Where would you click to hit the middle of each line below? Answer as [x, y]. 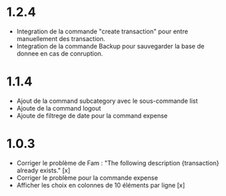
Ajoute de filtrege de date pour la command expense [92, 115]
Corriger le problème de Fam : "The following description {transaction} [118, 163]
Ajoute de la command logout [59, 108]
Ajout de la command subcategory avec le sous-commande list [107, 101]
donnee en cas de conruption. [60, 54]
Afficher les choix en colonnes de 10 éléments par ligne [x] [101, 185]
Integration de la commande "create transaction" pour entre [102, 31]
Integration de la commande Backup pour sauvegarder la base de [110, 46]
